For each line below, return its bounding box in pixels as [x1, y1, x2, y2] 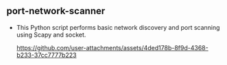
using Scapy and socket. [16, 30, 86, 39]
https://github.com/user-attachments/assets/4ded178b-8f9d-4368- [16, 43, 208, 51]
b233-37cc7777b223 [16, 51, 77, 59]
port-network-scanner [6, 5, 106, 17]
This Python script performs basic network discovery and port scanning [16, 23, 220, 31]
